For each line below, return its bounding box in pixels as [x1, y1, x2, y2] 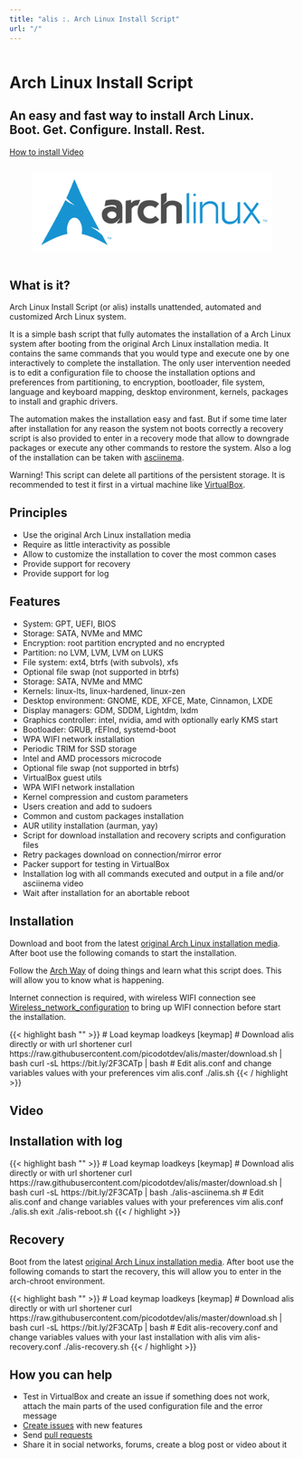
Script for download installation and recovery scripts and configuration [22, 829, 287, 841]
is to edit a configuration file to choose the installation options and [9, 367, 256, 378]
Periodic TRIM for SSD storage [22, 743, 137, 754]
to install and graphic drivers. [9, 396, 118, 407]
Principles [9, 505, 68, 520]
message [22, 1410, 57, 1421]
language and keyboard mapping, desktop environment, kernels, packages [9, 386, 289, 397]
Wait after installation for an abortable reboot [22, 887, 190, 898]
